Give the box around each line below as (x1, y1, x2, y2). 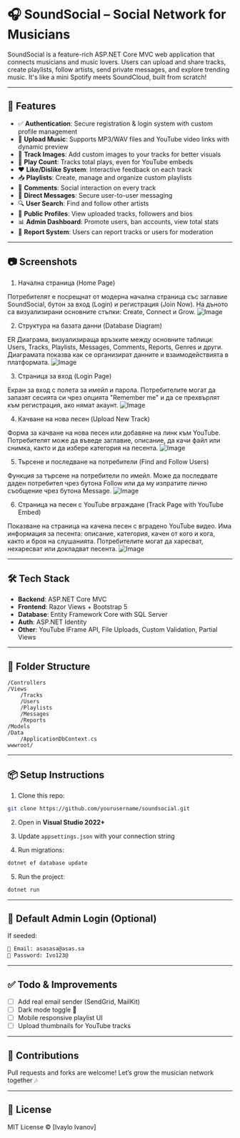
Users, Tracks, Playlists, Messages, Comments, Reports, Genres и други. (7, 343, 224, 351)
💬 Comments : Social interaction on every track (17, 183, 156, 192)
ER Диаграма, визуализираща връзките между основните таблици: (7, 335, 214, 343)
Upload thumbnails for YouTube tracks (17, 1022, 131, 1030)
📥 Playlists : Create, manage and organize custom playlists (17, 173, 192, 181)
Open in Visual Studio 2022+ (17, 817, 106, 826)
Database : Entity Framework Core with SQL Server (17, 610, 168, 619)
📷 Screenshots (7, 256, 77, 268)
